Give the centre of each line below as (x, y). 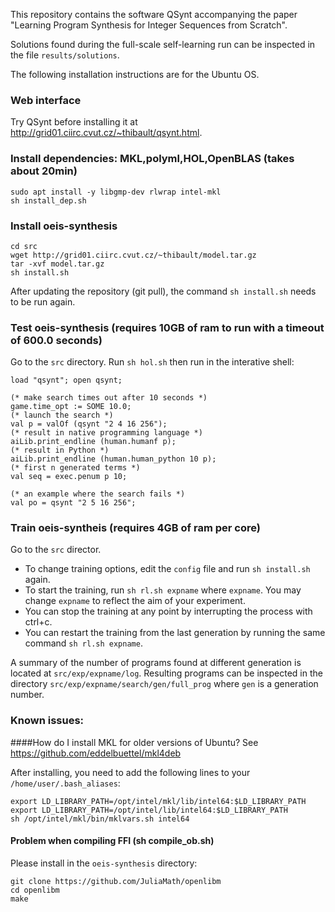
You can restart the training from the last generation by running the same (175, 633)
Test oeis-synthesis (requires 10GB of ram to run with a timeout (167, 327)
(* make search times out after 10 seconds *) (109, 398)
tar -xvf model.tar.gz (57, 264)
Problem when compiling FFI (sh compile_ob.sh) (112, 841)
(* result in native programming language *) (106, 433)
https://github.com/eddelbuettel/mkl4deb (96, 753)
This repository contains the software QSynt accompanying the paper (154, 14)
